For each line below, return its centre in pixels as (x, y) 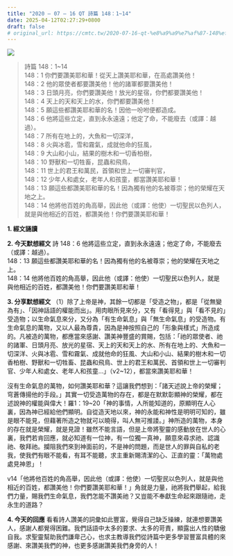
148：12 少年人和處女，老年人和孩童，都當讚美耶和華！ (103, 179)
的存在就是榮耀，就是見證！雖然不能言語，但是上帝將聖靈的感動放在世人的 (113, 429)
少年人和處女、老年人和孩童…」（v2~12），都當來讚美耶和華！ (106, 371)
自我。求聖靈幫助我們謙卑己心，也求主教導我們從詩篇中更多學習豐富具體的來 (116, 537)
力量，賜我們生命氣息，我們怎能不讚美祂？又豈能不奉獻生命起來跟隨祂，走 (119, 496)
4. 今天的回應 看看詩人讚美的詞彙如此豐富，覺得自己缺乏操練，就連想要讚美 (115, 520)
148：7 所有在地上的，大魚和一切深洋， (80, 136)
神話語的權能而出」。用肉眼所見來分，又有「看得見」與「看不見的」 (131, 310)
